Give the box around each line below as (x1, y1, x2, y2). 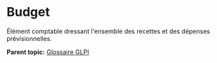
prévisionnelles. (6, 34, 53, 42)
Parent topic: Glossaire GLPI (6, 48, 89, 56)
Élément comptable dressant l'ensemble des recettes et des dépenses (6, 27, 211, 35)
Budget (6, 4, 51, 20)
